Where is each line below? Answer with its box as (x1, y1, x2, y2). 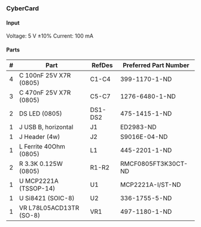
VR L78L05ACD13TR (19, 204, 80, 212)
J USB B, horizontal (19, 123, 74, 131)
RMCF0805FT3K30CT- (120, 160, 188, 168)
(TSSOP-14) (19, 184, 56, 193)
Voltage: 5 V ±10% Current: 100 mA (6, 32, 94, 40)
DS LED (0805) (19, 110, 63, 118)
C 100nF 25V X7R (19, 71, 71, 80)
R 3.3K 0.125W (19, 160, 63, 168)
